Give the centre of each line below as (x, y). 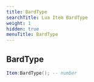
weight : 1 (19, 23)
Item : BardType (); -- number (42, 73)
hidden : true (23, 29)
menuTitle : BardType (32, 35)
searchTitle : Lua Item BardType (47, 18)
